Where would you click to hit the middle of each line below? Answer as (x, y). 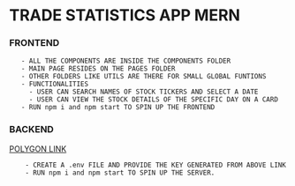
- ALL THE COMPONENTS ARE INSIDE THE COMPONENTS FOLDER (126, 61)
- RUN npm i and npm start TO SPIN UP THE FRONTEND (118, 108)
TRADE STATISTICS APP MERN (125, 15)
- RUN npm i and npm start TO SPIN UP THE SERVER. (120, 173)
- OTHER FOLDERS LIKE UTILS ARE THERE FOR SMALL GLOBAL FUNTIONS (144, 77)
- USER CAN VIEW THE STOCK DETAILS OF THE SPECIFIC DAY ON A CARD (153, 100)
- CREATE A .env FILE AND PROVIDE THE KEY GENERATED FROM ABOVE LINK (156, 165)
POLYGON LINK (38, 149)
